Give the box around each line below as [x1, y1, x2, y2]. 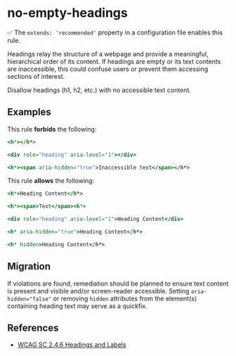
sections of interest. [7, 72, 65, 80]
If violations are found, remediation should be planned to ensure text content [7, 279, 229, 288]
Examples [7, 106, 51, 118]
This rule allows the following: [7, 177, 95, 185]
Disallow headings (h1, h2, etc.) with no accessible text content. [7, 86, 191, 94]
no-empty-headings [7, 5, 128, 21]
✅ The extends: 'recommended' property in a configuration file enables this [7, 28, 223, 37]
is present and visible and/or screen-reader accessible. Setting [7, 286, 190, 295]
